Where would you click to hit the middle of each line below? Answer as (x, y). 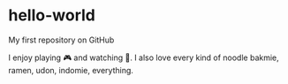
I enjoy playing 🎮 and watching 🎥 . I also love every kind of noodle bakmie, (144, 57)
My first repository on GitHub (61, 40)
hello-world (52, 15)
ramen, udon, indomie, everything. (71, 70)
